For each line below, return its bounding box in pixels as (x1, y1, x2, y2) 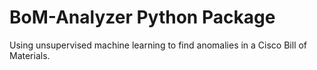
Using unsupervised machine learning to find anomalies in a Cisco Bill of (9, 39, 308, 51)
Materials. (9, 49, 51, 61)
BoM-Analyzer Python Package (9, 6, 276, 29)
